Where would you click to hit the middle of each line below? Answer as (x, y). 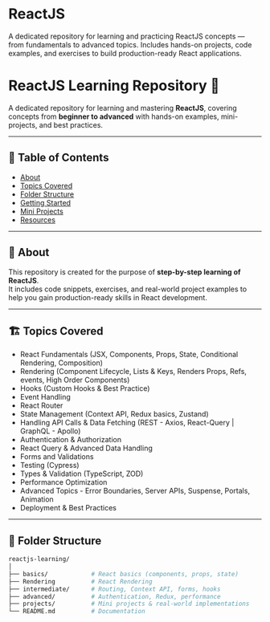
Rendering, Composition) (61, 363)
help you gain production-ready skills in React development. (108, 297)
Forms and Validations (57, 457)
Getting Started (45, 202)
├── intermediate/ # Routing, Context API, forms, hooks (115, 589)
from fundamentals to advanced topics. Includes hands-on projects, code (130, 44)
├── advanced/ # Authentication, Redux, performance (115, 596)
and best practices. (71, 124)
